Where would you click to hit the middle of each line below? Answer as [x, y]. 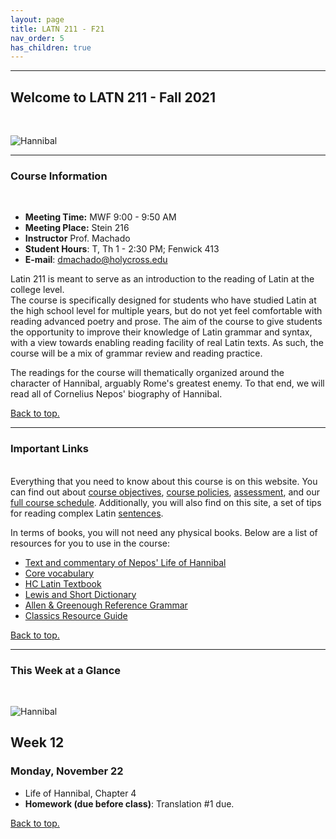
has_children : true [51, 47]
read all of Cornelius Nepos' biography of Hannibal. [116, 394]
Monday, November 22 [67, 771]
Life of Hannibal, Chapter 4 [80, 793]
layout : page [37, 19]
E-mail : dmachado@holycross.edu [96, 260]
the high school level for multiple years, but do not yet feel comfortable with [166, 311]
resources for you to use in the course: [90, 543]
